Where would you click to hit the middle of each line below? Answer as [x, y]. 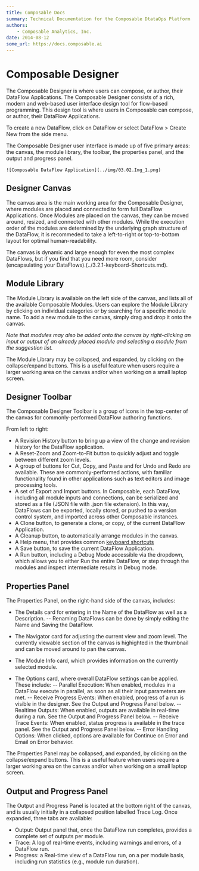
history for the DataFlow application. [59, 447]
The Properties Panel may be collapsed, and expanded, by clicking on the [97, 753]
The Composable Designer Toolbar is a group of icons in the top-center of [97, 411]
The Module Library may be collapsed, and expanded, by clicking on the [95, 359]
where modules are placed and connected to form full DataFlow [84, 209]
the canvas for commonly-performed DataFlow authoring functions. [89, 418]
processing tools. [36, 485]
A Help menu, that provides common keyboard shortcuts [84, 542]
